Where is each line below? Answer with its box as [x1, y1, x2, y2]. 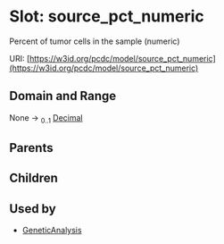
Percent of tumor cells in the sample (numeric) [9, 36, 180, 46]
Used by [9, 201, 56, 216]
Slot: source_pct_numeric [9, 6, 205, 27]
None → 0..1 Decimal [9, 112, 83, 125]
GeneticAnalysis [21, 225, 82, 236]
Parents [9, 140, 54, 156]
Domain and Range [9, 88, 117, 104]
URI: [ [9, 53, 30, 63]
